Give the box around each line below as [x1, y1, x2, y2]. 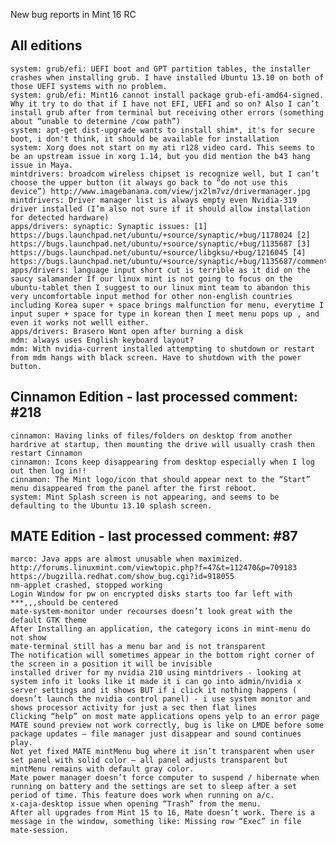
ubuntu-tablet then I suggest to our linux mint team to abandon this [10, 282, 311, 293]
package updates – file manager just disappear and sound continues [10, 729, 302, 739]
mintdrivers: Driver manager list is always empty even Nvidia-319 [10, 195, 298, 205]
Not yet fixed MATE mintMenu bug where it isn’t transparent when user [10, 747, 315, 757]
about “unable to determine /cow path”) [10, 116, 182, 126]
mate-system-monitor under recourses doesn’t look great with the [10, 607, 293, 617]
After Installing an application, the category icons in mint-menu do [10, 624, 311, 634]
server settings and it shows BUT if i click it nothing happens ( [10, 685, 298, 696]
